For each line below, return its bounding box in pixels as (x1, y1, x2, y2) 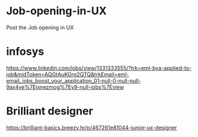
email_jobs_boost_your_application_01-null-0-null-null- (6, 77, 141, 84)
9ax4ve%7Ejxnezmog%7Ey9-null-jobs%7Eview (6, 83, 124, 91)
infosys (6, 45, 44, 58)
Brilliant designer (6, 104, 93, 118)
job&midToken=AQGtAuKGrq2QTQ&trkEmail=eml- (6, 70, 129, 78)
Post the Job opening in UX (6, 24, 74, 31)
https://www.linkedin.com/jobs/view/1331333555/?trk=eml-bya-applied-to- (6, 64, 192, 71)
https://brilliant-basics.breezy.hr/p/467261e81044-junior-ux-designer (6, 124, 178, 131)
